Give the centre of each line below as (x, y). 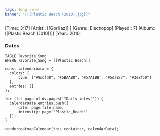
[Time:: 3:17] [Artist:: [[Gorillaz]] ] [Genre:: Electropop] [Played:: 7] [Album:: (80, 28)
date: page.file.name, (41, 107)
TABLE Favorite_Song (26, 56)
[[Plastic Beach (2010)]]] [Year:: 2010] (43, 33)
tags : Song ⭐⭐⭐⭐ (22, 10)
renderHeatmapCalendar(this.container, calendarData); (62, 129)
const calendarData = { (29, 69)
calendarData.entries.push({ (39, 103)
